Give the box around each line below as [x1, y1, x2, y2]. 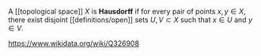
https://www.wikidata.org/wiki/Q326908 [8, 39, 140, 48]
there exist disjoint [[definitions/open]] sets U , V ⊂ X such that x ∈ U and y [8, 15, 253, 24]
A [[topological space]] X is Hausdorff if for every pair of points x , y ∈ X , [8, 7, 247, 16]
